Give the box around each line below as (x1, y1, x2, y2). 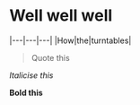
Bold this (9, 87, 43, 98)
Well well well (9, 5, 113, 26)
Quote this (31, 52, 70, 63)
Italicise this (9, 69, 54, 81)
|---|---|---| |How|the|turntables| (9, 35, 132, 46)
